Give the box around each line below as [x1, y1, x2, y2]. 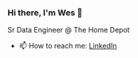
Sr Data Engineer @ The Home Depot [7, 25, 130, 35]
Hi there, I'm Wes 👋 [7, 7, 83, 18]
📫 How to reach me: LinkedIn [18, 41, 117, 51]
